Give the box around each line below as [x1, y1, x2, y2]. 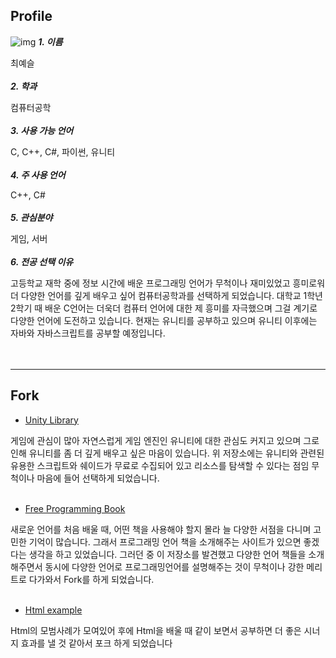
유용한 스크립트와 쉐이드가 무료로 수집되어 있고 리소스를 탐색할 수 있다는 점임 [10, 459, 310, 471]
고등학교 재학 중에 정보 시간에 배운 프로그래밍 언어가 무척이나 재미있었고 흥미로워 [10, 277, 326, 289]
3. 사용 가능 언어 [10, 124, 74, 136]
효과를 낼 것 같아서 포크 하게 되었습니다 [20, 637, 173, 649]
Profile [10, 8, 53, 25]
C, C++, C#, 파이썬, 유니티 [10, 145, 116, 158]
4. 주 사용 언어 [10, 169, 66, 181]
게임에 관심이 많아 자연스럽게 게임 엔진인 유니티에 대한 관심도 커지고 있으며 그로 [10, 434, 320, 446]
